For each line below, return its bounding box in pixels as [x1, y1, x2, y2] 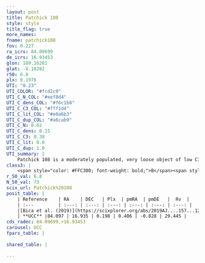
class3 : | [6, 162, 32, 168]
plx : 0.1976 [6, 77, 37, 83]
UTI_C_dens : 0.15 [6, 128, 51, 134]
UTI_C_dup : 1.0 [6, 145, 45, 151]
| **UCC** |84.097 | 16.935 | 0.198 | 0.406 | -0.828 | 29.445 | [17, 213, 187, 220]
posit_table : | [6, 190, 45, 196]
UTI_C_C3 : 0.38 [6, 134, 45, 140]
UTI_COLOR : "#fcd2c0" [6, 88, 62, 95]
